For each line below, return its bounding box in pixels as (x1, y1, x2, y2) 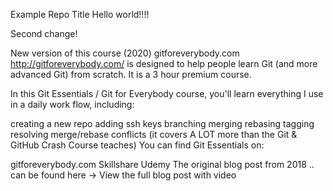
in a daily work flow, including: (10, 99, 135, 110)
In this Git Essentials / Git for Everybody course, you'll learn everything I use (10, 88, 324, 99)
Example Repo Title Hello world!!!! (10, 9, 150, 20)
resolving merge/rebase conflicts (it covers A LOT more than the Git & (10, 129, 298, 140)
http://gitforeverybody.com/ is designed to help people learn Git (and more (10, 58, 318, 69)
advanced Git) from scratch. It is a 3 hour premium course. (10, 69, 252, 80)
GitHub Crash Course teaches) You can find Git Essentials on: (10, 139, 265, 151)
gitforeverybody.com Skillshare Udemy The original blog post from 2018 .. (10, 159, 315, 170)
